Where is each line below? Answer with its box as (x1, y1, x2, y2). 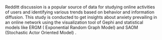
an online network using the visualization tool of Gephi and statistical (5, 19, 143, 25)
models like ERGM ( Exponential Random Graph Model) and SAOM (5, 25, 138, 30)
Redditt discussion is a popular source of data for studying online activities (5, 4, 155, 10)
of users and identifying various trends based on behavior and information (5, 9, 155, 15)
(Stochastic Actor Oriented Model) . (5, 30, 77, 35)
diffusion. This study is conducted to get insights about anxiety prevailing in (5, 14, 158, 20)
